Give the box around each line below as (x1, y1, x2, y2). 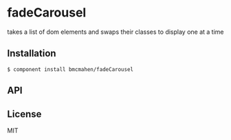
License (7, 108, 42, 120)
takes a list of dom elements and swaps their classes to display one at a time (7, 28, 224, 36)
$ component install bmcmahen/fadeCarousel (7, 66, 134, 73)
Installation (7, 48, 56, 59)
